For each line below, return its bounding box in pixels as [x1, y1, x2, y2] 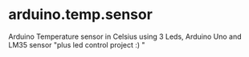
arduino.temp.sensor [8, 6, 153, 24]
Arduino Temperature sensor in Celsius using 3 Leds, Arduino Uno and [8, 32, 243, 41]
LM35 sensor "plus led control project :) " [8, 40, 146, 49]
